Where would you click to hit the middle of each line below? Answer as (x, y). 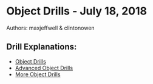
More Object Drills (38, 74)
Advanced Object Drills (44, 68)
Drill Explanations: (42, 47)
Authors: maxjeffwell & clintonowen (51, 28)
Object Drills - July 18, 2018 (77, 11)
